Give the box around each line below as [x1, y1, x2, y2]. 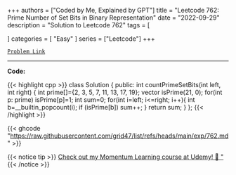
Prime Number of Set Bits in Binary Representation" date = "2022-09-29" [7, 13, 220, 22]
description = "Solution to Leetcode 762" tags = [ [7, 21, 150, 29]
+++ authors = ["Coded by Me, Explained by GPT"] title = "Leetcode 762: [7, 6, 220, 14]
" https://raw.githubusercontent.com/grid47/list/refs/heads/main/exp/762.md [7, 131, 229, 140]
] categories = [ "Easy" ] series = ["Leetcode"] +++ [7, 34, 156, 43]
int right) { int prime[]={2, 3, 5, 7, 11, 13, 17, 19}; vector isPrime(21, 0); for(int [7, 88, 223, 96]
